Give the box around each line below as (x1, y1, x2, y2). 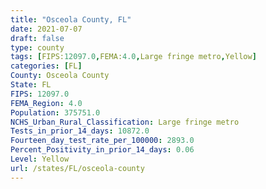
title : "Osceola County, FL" (10, 14, 132, 25)
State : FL (10, 80, 52, 90)
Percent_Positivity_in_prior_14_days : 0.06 (10, 145, 195, 155)
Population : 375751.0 (10, 107, 101, 118)
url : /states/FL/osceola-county (10, 163, 145, 173)
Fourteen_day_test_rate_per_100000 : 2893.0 (10, 136, 195, 146)
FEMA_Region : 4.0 (10, 98, 83, 108)
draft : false (10, 33, 65, 43)
